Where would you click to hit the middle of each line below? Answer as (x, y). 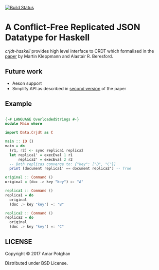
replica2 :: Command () (29, 213)
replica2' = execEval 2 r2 (45, 159)
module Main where (24, 124)
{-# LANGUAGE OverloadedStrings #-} (42, 119)
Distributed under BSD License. (36, 263)
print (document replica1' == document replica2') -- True (71, 169)
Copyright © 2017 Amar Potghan (38, 253)
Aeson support (27, 83)
